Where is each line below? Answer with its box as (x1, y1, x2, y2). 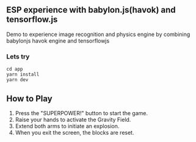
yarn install (6, 71, 40, 78)
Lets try (6, 52, 30, 60)
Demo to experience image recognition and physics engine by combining (6, 30, 191, 38)
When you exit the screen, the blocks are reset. (15, 129, 134, 136)
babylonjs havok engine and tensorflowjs (6, 37, 110, 44)
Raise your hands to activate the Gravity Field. (15, 116, 131, 123)
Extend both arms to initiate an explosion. (15, 122, 120, 130)
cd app (6, 66, 23, 73)
